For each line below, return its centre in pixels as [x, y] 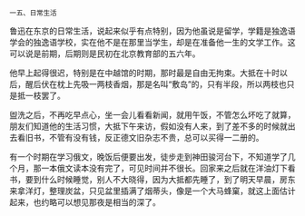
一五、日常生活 [33, 13]
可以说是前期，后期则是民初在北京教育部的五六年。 [105, 54]
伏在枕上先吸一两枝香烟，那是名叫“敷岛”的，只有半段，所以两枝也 [164, 84]
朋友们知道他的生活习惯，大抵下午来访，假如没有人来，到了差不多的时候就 [148, 126]
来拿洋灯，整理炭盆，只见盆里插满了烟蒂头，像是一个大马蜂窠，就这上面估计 [152, 191]
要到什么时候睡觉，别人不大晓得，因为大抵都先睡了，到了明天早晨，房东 [160, 179]
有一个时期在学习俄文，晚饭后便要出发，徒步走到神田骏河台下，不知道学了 [148, 157]
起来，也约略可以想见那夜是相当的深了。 [85, 202]
